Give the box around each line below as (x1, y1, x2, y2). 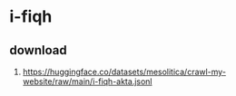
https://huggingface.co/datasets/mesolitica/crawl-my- (22, 66, 227, 77)
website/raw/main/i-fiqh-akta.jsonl (22, 76, 152, 87)
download (9, 43, 67, 58)
